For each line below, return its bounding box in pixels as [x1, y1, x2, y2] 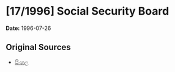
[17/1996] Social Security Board [6, 4, 169, 18]
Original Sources [6, 42, 71, 52]
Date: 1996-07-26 [6, 24, 51, 32]
